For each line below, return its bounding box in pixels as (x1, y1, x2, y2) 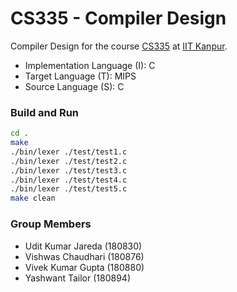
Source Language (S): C (24, 80, 125, 92)
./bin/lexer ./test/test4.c (10, 175, 128, 185)
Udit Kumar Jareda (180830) (24, 240, 143, 252)
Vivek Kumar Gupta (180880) (24, 261, 145, 273)
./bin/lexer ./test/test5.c (10, 184, 128, 194)
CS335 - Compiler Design (10, 7, 227, 30)
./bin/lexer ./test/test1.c (10, 147, 128, 157)
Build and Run (10, 105, 80, 119)
